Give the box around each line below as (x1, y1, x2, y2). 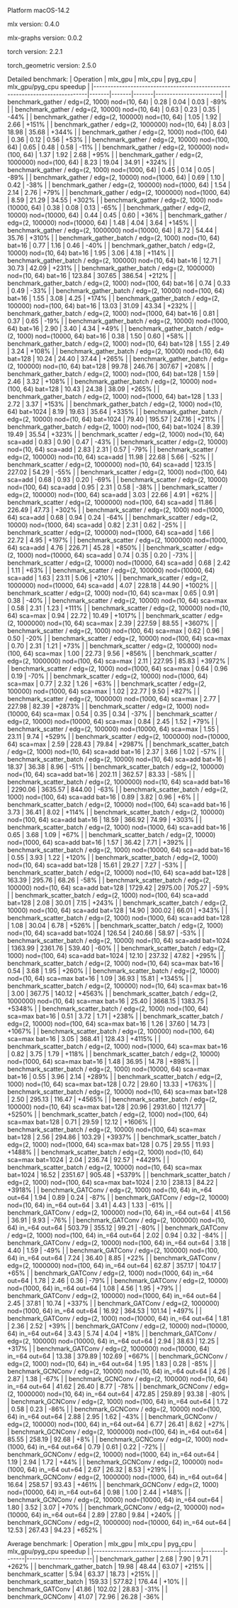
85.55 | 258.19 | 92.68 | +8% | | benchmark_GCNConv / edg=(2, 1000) (7, 1435, 212, 1443)
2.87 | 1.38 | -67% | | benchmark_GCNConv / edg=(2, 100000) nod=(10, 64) (7, 1375, 228, 1383)
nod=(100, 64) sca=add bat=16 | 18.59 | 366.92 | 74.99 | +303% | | (7, 816, 202, 824)
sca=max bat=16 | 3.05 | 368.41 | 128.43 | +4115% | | (7, 1035, 161, 1043)
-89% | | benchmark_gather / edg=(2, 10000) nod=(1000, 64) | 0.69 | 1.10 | (7, 174, 225, 181)
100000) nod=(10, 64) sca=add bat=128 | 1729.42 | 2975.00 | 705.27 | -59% (7, 883, 229, 892)
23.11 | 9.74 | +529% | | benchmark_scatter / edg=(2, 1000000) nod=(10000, (7, 733, 230, 740)
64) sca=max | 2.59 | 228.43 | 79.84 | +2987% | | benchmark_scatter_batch (7, 740, 229, 748)
